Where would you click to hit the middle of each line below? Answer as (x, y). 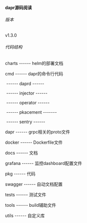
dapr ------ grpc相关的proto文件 (38, 132)
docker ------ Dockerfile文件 (34, 142)
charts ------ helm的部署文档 (34, 63)
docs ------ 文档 (22, 153)
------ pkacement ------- (32, 112)
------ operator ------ (28, 103)
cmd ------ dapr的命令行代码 (34, 74)
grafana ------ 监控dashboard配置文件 (43, 163)
